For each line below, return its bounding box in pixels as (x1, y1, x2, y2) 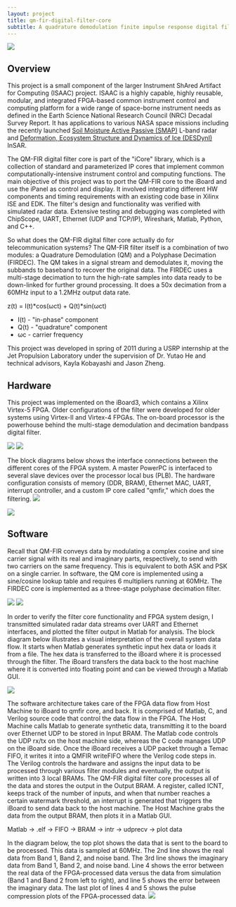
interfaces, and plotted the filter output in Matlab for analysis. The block (7, 627, 216, 636)
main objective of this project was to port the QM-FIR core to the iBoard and (7, 177, 227, 186)
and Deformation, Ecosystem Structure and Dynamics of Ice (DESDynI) (7, 134, 213, 142)
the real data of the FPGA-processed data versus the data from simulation (7, 868, 221, 877)
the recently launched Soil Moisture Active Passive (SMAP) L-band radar (7, 126, 218, 135)
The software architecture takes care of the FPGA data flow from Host (7, 699, 210, 708)
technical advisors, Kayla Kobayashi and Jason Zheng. (7, 359, 166, 368)
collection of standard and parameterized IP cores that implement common (7, 163, 225, 171)
